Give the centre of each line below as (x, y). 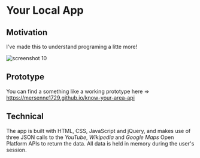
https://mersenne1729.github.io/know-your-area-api (70, 97)
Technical (25, 117)
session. (16, 150)
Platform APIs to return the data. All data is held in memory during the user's (100, 143)
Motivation (27, 32)
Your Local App (45, 10)
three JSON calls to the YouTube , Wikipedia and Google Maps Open (90, 137)
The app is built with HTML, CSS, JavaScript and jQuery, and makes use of (99, 131)
